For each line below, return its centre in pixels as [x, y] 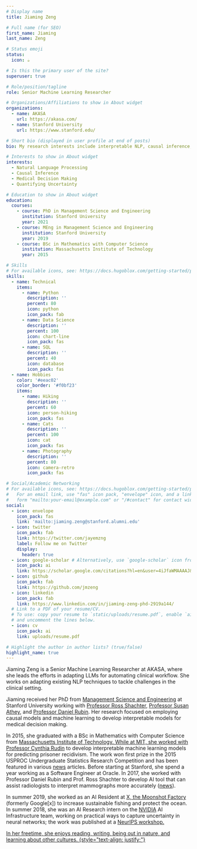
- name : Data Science [48, 320]
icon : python [43, 309]
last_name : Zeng [26, 39]
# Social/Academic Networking [43, 484]
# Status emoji [25, 49]
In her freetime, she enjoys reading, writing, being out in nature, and [88, 833]
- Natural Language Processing [50, 168]
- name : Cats [38, 424]
